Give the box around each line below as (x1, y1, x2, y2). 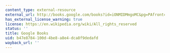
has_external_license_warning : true (5, 17, 82, 22)
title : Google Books (5, 31, 49, 36)
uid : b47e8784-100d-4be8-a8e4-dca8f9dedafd (5, 36, 99, 41)
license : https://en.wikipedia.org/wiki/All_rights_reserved (5, 21, 137, 27)
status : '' (5, 26, 28, 31)
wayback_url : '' (5, 40, 39, 45)
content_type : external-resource (5, 7, 76, 13)
